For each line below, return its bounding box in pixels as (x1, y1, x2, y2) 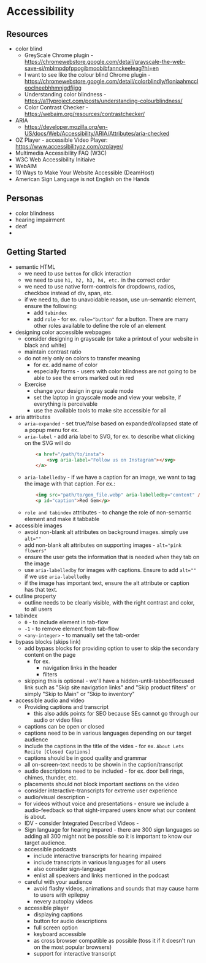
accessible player (24, 904, 69, 911)
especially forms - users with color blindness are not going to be (33, 367, 197, 375)
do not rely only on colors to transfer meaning (24, 354, 140, 362)
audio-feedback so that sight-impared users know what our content (24, 806, 196, 814)
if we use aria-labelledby (24, 573, 91, 580)
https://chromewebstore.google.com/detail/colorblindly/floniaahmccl (24, 78, 199, 85)
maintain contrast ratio (24, 348, 82, 355)
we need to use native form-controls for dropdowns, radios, (24, 282, 176, 290)
